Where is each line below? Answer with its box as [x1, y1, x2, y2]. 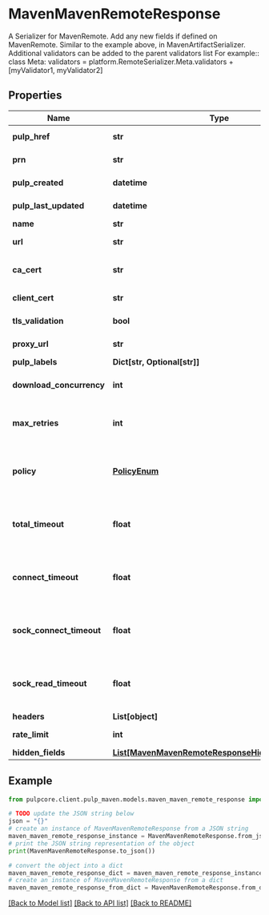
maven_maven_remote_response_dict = [8, 869, 130, 877]
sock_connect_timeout [12, 624, 102, 635]
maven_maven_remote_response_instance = [8, 832, 146, 840]
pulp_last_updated [12, 200, 85, 211]
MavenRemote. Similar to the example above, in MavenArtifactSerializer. [8, 39, 246, 49]
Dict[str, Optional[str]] [112, 356, 200, 367]
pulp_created [12, 177, 64, 188]
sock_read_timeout [12, 678, 87, 689]
